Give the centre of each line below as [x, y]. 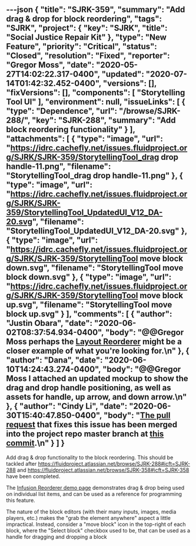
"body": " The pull [137, 416]
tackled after [21, 463]
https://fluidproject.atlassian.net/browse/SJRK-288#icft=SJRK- [114, 463]
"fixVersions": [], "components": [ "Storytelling [96, 93]
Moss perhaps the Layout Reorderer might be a [94, 342]
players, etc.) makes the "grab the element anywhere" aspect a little [89, 518]
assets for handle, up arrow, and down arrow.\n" [97, 397]
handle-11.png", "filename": [59, 167]
